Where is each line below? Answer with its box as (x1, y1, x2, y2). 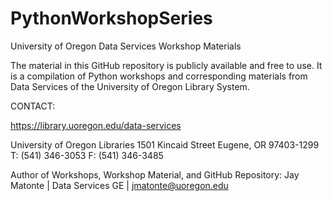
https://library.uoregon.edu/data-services (10, 119, 182, 131)
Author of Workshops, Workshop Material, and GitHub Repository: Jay (10, 168, 300, 181)
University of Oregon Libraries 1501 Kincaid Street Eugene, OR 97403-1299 (10, 138, 320, 151)
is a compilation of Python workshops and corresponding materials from (10, 70, 308, 82)
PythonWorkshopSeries (10, 7, 213, 30)
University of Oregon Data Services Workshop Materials (10, 40, 242, 52)
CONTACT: (10, 100, 56, 112)
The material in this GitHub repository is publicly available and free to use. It (10, 59, 323, 71)
